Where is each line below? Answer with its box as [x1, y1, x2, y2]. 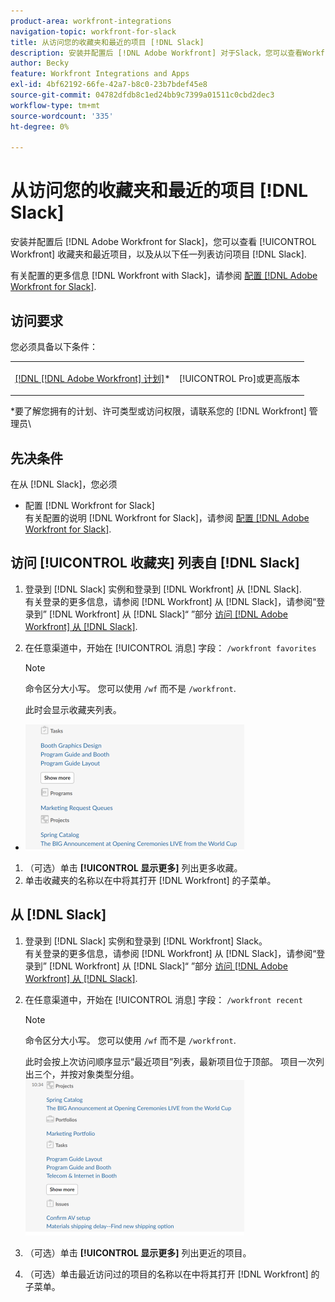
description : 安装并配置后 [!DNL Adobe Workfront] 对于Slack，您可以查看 [10, 48, 303, 58]
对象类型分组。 [77, 1068, 140, 1080]
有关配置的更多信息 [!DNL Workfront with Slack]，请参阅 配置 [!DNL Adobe [10, 270, 318, 282]
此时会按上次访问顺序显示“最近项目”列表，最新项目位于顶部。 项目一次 [24, 1055, 317, 1067]
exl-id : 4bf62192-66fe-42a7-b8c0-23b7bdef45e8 [10, 80, 208, 90]
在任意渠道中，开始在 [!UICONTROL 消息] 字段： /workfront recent [24, 993, 303, 1005]
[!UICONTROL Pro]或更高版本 [178, 372, 301, 384]
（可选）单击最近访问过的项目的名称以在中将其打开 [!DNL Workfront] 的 [24, 1268, 320, 1280]
